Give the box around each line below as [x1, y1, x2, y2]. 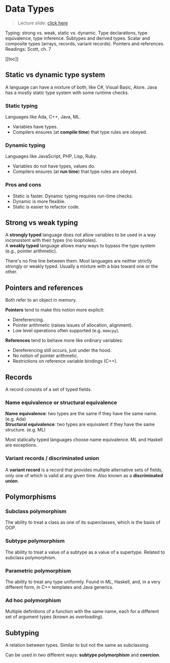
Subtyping [5, 628, 40, 637]
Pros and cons [5, 181, 42, 188]
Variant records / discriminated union [5, 455, 99, 462]
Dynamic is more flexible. [12, 198, 66, 204]
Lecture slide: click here [17, 20, 68, 26]
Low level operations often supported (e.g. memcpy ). [12, 328, 120, 334]
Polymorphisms [5, 493, 57, 501]
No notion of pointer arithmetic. [12, 353, 79, 359]
